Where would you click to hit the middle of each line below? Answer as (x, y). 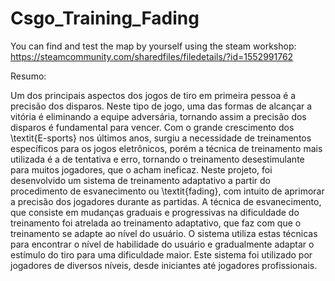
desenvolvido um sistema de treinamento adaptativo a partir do (141, 180)
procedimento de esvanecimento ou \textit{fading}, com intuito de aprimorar (167, 191)
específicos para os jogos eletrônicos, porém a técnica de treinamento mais (166, 148)
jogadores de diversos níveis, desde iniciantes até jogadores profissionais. (164, 265)
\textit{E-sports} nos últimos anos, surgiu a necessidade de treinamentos (161, 138)
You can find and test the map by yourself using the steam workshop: (153, 46)
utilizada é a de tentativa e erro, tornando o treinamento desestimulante (157, 159)
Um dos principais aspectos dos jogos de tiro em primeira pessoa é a (153, 95)
